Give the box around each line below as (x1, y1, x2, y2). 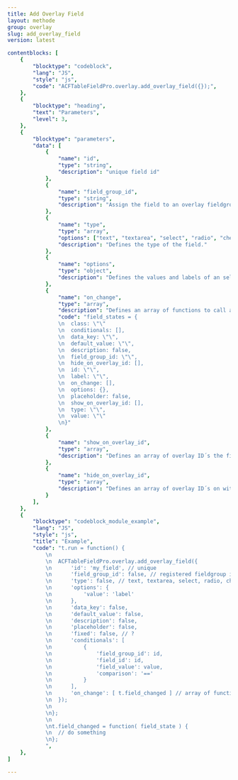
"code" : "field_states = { (57, 314, 138, 321)
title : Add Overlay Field (7, 10, 84, 18)
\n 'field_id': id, (45, 657, 144, 664)
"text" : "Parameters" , (33, 109, 100, 116)
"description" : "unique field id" (57, 168, 160, 175)
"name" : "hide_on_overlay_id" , (57, 472, 151, 479)
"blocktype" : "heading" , (33, 102, 106, 110)
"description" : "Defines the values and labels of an (57, 274, 220, 281)
